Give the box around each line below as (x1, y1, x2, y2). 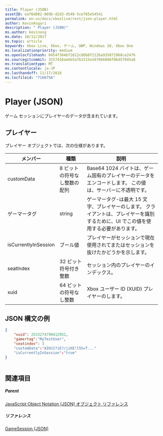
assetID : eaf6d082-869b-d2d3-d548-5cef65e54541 (5, 12, 103, 17)
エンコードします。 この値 (86, 179, 147, 186)
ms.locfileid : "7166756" (5, 75, 55, 80)
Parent (5, 388, 19, 394)
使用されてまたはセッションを (86, 241, 155, 248)
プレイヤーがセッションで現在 (86, 234, 155, 241)
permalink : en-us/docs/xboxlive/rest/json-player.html (5, 16, 118, 21)
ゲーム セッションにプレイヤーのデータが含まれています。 (5, 113, 120, 119)
